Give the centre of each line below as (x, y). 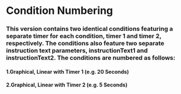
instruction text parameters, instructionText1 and (77, 50)
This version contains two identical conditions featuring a (90, 29)
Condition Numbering (60, 11)
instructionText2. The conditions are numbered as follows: (91, 58)
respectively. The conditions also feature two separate (85, 44)
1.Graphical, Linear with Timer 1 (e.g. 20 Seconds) (68, 71)
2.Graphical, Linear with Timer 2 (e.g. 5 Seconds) (67, 85)
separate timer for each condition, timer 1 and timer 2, (84, 36)
